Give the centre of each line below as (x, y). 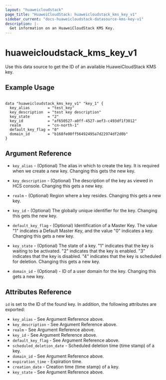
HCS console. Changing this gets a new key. (58, 186)
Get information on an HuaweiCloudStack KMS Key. (62, 28)
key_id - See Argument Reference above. (55, 335)
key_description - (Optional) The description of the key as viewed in (83, 180)
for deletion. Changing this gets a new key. (56, 261)
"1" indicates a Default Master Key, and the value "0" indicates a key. (83, 231)
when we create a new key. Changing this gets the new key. (74, 171)
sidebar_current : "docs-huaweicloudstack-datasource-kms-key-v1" (74, 19)
